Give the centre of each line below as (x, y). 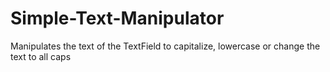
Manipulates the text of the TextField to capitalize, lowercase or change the (165, 46)
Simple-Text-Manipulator (117, 18)
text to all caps (41, 56)
